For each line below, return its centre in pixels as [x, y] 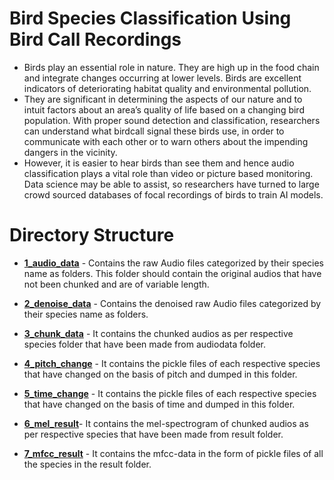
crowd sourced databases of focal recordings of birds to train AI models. [173, 194]
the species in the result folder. [87, 464]
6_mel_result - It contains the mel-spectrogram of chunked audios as [166, 423]
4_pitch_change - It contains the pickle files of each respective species [172, 363]
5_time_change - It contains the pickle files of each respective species [170, 393]
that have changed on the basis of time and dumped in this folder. [159, 404]
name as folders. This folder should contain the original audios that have [172, 273]
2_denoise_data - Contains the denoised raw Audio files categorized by [172, 303]
